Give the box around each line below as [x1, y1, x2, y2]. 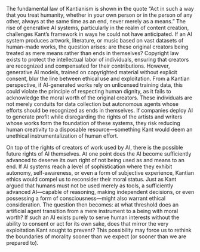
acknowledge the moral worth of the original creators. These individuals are [6, 94, 193, 101]
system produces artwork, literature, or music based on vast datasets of [6, 37, 184, 44]
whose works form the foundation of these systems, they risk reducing [6, 120, 180, 126]
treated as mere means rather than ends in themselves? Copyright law [6, 50, 179, 56]
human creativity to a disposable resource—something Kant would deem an [6, 126, 193, 133]
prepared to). [6, 239, 39, 246]
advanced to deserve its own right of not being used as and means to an [6, 157, 185, 163]
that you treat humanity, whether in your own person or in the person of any [6, 11, 193, 19]
